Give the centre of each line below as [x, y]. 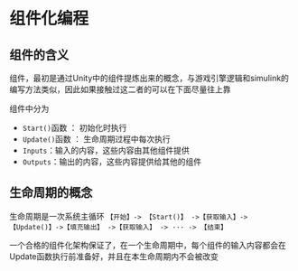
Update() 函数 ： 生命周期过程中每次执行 [96, 139]
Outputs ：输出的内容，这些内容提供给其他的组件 [112, 162]
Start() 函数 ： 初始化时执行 [74, 128]
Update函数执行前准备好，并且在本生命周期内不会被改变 [114, 256]
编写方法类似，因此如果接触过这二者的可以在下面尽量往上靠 [120, 89]
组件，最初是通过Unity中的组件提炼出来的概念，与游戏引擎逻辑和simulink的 [149, 78]
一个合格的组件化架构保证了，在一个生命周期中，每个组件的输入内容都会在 [148, 245]
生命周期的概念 [51, 193]
